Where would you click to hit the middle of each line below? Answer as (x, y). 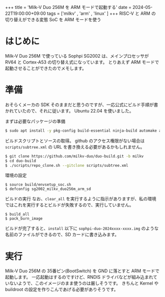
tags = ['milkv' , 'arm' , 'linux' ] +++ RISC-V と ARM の (101, 13)
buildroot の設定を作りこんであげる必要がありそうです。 (62, 290)
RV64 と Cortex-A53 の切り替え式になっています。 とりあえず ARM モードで (82, 62)
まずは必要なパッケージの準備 (35, 121)
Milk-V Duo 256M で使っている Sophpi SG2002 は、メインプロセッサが (77, 56)
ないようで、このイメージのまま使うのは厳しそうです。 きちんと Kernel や (84, 283)
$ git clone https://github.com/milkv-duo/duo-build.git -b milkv (74, 156)
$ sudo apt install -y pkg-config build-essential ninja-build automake (81, 130)
